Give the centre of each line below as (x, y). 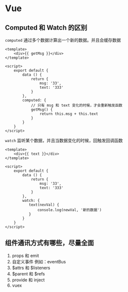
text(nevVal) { (44, 205)
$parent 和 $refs (28, 274)
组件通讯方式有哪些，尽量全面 (50, 243)
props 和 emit (26, 256)
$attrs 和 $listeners (31, 268)
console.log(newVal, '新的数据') (70, 210)
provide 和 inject (28, 280)
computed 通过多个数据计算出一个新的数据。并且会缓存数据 (63, 40)
